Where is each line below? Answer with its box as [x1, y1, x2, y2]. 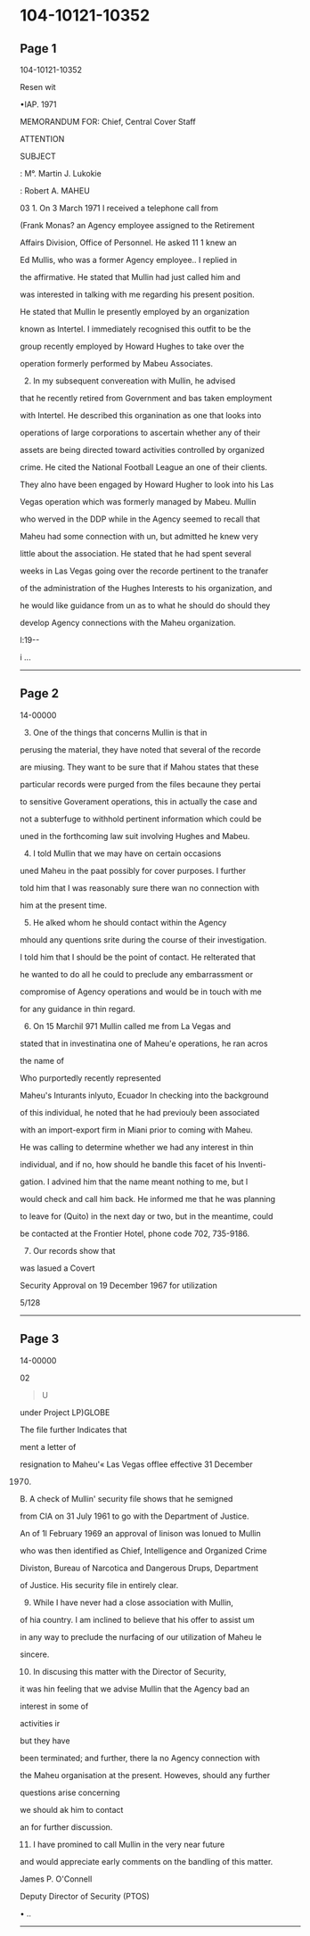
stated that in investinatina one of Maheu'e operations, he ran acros [20, 1038, 268, 1049]
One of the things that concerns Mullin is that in [32, 727, 208, 737]
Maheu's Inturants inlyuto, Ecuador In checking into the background [20, 1090, 269, 1100]
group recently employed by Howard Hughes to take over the [20, 341, 245, 351]
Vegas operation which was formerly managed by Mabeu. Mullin [20, 497, 257, 507]
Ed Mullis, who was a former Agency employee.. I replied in [20, 255, 238, 265]
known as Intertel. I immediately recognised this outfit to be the [20, 324, 251, 334]
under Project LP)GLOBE [20, 1406, 110, 1418]
